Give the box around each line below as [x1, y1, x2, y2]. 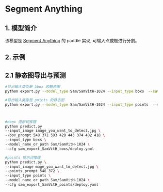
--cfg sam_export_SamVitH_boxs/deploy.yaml [5, 146, 95, 151]
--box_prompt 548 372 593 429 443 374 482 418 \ [5, 133, 105, 138]
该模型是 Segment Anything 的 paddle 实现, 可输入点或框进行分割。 [5, 38, 140, 43]
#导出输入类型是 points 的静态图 [5, 97, 65, 102]
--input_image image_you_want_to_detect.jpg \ [5, 128, 101, 133]
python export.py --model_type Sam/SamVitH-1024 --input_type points [5, 102, 149, 107]
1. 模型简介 [5, 24, 37, 32]
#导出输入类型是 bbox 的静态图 [5, 84, 60, 89]
